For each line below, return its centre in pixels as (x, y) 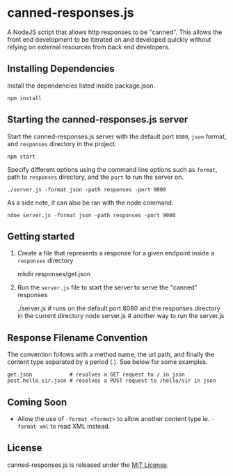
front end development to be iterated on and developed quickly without (109, 39)
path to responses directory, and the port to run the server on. (96, 177)
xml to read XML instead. (75, 426)
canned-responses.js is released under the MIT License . (88, 465)
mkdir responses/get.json (54, 274)
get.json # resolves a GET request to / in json (96, 375)
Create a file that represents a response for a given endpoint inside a (115, 253)
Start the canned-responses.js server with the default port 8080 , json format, (117, 136)
